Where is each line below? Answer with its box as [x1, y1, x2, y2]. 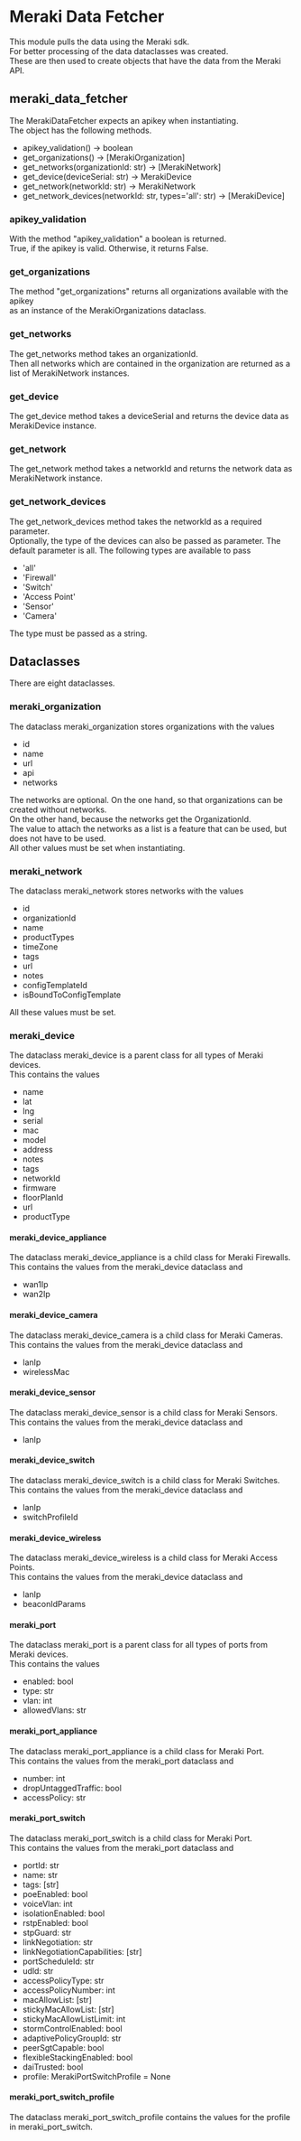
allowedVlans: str [22, 1705, 87, 1716]
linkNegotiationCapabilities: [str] [22, 1946, 142, 1957]
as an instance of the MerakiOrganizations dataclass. [9, 305, 207, 316]
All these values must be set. [9, 1006, 116, 1017]
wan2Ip [22, 1289, 51, 1300]
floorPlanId [22, 1192, 64, 1203]
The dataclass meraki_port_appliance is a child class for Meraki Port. [9, 1745, 264, 1756]
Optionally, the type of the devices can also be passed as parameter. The [9, 535, 281, 546]
